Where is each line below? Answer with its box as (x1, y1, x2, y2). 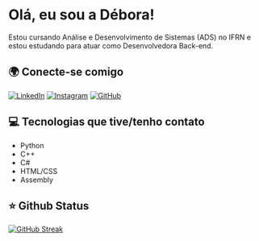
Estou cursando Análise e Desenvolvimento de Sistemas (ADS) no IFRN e (8, 32, 252, 42)
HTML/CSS (19, 166, 58, 176)
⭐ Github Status (8, 199, 90, 213)
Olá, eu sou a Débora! (8, 6, 155, 24)
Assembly (19, 175, 54, 185)
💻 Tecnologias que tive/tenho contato (8, 115, 205, 129)
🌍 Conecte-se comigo (8, 65, 123, 79)
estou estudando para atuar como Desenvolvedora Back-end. (8, 40, 214, 50)
